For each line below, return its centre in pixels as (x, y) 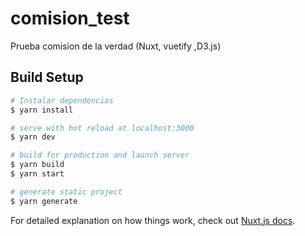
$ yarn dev (33, 137)
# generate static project (66, 192)
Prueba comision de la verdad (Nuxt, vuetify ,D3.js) (116, 46)
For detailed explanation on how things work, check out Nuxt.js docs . (153, 220)
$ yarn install (42, 110)
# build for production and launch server (100, 155)
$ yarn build (37, 165)
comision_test (70, 18)
